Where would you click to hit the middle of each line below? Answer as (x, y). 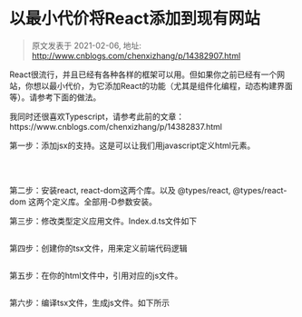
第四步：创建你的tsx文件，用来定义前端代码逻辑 (98, 248)
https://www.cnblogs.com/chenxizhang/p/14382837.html (116, 126)
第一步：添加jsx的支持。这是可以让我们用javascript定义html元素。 (132, 145)
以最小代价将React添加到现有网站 (135, 19)
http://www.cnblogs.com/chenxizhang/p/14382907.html (136, 55)
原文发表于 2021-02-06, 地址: (87, 45)
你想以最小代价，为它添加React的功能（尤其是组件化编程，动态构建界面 (159, 85)
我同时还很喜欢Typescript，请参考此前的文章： (97, 116)
